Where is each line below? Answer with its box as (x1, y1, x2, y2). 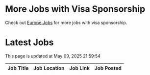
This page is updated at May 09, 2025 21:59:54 (5, 53, 100, 59)
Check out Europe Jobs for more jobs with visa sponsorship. (5, 20, 127, 25)
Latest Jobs (5, 37, 54, 48)
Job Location (33, 65, 65, 72)
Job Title (7, 65, 29, 72)
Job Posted (94, 65, 122, 72)
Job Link (69, 65, 90, 72)
